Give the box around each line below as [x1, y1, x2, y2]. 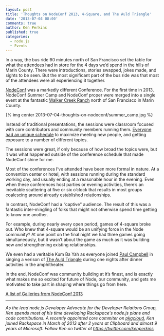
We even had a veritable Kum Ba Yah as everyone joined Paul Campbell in [5, 251, 153, 257]
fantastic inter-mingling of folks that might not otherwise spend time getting [5, 206, 157, 212]
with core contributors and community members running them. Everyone [5, 126, 152, 132]
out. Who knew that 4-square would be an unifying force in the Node [5, 226, 144, 232]
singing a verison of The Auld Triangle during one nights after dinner [5, 256, 143, 262]
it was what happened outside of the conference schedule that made [5, 151, 144, 157]
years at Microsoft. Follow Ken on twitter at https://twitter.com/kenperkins [5, 325, 154, 331]
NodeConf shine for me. [5, 156, 54, 162]
